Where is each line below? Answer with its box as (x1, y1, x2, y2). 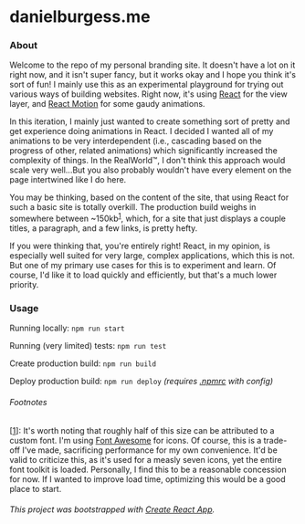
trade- (263, 435, 288, 445)
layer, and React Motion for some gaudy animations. (9, 99, 205, 110)
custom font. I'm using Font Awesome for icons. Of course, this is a (9, 435, 262, 445)
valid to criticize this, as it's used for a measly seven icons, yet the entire (9, 454, 282, 465)
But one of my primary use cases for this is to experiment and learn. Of (9, 260, 277, 271)
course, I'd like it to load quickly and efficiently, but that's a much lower (9, 269, 278, 280)
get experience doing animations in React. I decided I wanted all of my (9, 126, 274, 137)
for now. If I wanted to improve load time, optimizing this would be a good (9, 473, 286, 485)
